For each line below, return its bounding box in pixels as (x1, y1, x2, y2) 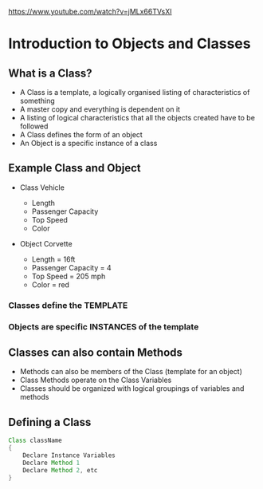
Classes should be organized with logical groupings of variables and (19, 384, 245, 393)
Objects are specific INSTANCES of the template (8, 321, 199, 332)
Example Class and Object (8, 161, 141, 175)
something (19, 96, 56, 105)
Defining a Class (8, 415, 92, 429)
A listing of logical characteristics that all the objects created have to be (19, 113, 255, 122)
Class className (8, 436, 62, 445)
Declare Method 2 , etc (22, 466, 98, 474)
